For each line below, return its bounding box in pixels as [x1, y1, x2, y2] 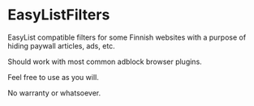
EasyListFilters [7, 6, 110, 24]
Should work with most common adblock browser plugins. [7, 57, 202, 66]
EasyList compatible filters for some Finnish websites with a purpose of [7, 32, 247, 42]
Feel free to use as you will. [7, 72, 99, 82]
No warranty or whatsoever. [7, 87, 101, 98]
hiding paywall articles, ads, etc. [7, 40, 115, 50]
